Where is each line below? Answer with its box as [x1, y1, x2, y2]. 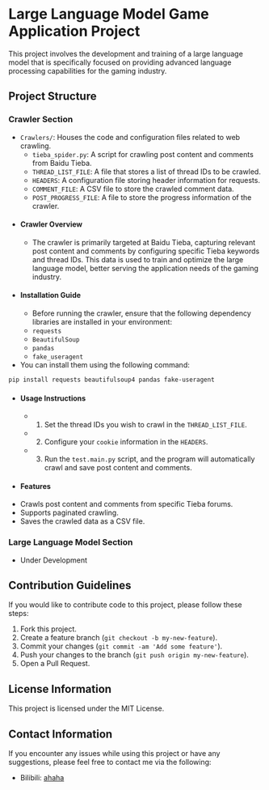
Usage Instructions [19, 393, 86, 403]
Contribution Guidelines [8, 579, 132, 592]
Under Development [19, 555, 87, 565]
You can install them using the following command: [19, 360, 190, 370]
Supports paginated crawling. [19, 508, 119, 518]
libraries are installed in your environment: [32, 317, 172, 327]
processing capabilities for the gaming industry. [8, 66, 167, 75]
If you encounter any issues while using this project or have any [8, 749, 221, 758]
